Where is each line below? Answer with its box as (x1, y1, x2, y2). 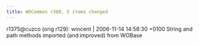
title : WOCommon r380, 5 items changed (6, 8, 108, 15)
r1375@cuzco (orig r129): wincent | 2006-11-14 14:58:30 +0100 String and (6, 25, 193, 32)
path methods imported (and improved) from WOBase (6, 31, 143, 39)
